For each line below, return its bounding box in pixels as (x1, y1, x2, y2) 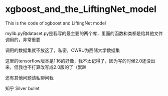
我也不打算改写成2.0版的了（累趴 (18, 64, 87, 70)
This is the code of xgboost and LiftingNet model (5, 20, 106, 26)
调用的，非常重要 (5, 36, 41, 42)
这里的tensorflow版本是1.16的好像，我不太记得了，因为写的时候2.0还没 (5, 57, 151, 63)
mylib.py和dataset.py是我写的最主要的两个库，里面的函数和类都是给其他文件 (5, 30, 163, 36)
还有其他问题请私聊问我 (5, 74, 54, 80)
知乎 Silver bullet (5, 85, 40, 91)
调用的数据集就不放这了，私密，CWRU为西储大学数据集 (5, 47, 120, 53)
